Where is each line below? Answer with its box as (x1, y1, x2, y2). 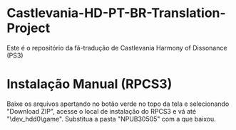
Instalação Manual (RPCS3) (6, 76, 173, 92)
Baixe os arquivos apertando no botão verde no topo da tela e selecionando (6, 99, 230, 108)
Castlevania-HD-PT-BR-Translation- (6, 5, 226, 21)
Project (6, 20, 51, 36)
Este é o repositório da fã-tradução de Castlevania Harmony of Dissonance (6, 43, 227, 52)
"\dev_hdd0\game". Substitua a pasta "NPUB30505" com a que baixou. (6, 114, 217, 123)
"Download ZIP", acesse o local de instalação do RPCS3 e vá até (6, 107, 197, 115)
